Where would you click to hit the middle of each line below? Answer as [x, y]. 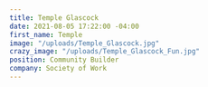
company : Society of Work [58, 69]
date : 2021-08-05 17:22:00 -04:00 [75, 26]
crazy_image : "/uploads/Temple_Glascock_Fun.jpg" [105, 52]
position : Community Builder [64, 60]
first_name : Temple [46, 34]
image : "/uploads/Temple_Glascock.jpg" [85, 43]
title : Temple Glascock [54, 18]
